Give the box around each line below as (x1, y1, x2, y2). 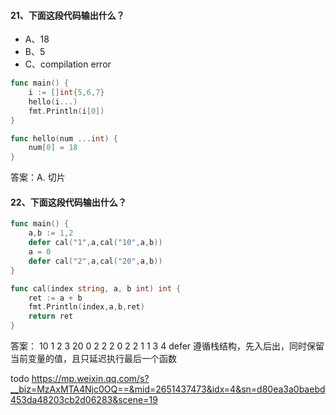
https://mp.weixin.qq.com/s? (31, 373, 150, 385)
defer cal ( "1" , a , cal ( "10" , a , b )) (28, 238, 163, 248)
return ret (28, 311, 74, 322)
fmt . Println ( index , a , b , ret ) (28, 302, 145, 312)
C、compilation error (24, 58, 112, 70)
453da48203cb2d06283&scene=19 (10, 394, 158, 406)
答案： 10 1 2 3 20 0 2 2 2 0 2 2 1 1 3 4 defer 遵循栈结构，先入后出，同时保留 (10, 340, 325, 352)
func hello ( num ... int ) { (10, 133, 118, 144)
